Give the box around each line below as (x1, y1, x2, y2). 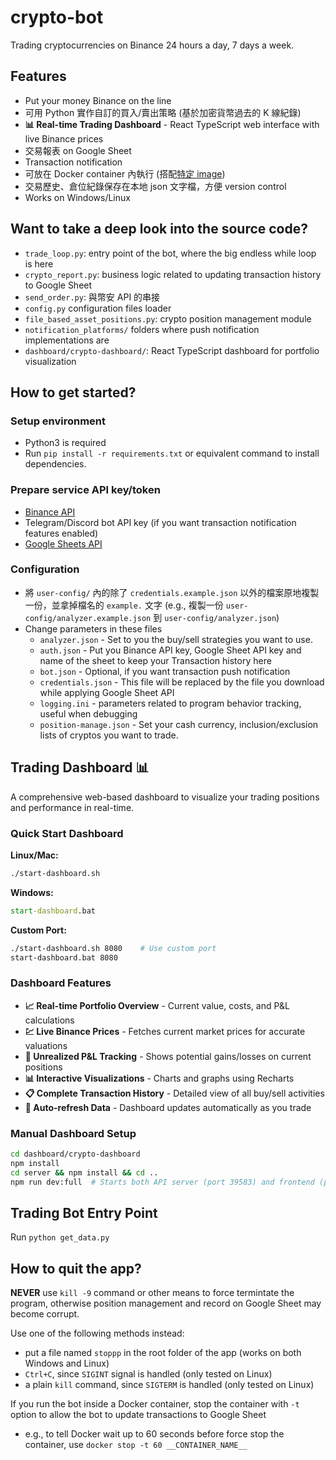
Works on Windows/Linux (24, 191, 131, 203)
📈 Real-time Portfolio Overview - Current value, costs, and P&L (24, 999, 290, 1011)
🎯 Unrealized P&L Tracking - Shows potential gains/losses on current (24, 1050, 312, 1062)
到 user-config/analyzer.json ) (153, 611, 280, 623)
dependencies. (24, 458, 87, 470)
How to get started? (10, 384, 137, 401)
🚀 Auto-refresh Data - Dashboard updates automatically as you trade (24, 1101, 312, 1113)
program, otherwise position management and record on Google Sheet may (10, 1297, 322, 1310)
